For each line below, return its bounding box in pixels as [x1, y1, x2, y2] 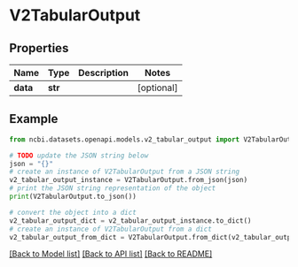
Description [78, 67, 129, 79]
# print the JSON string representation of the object [9, 184, 216, 193]
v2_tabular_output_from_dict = [9, 233, 125, 241]
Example [9, 111, 59, 126]
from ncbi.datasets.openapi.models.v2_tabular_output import [9, 134, 240, 144]
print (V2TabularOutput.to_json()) [9, 192, 137, 202]
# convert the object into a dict [9, 208, 137, 217]
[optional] [137, 81, 178, 94]
